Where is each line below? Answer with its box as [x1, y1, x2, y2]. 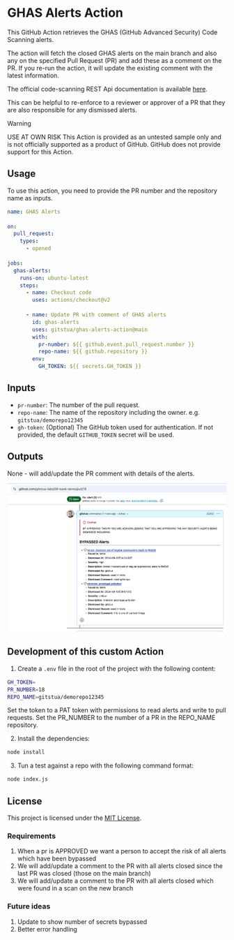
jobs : [7, 260, 23, 267]
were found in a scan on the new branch [17, 884, 134, 893]
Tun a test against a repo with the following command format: [17, 761, 194, 770]
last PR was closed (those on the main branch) [17, 869, 151, 878]
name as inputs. [7, 193, 54, 202]
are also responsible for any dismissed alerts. [7, 105, 137, 114]
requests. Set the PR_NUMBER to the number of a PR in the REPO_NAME [7, 714, 216, 722]
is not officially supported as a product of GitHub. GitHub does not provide [7, 140, 221, 148]
